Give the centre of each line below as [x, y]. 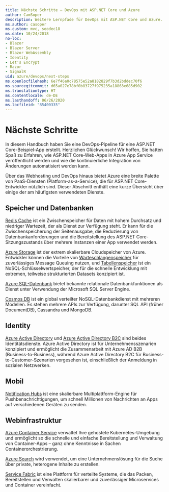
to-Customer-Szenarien [30, 360]
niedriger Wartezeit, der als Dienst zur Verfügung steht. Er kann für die [79, 226]
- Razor [13, 67]
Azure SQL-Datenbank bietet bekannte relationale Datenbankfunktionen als [84, 283]
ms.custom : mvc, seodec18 [33, 29]
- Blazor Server [22, 48]
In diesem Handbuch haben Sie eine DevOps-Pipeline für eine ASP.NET [80, 144]
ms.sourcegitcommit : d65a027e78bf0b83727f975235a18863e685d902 [74, 86]
